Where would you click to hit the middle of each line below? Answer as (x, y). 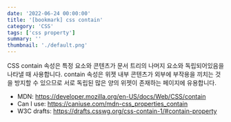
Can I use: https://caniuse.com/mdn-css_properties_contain (102, 104)
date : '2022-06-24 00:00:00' (49, 13)
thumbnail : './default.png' (48, 45)
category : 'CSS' (30, 26)
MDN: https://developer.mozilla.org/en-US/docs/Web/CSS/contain (111, 96)
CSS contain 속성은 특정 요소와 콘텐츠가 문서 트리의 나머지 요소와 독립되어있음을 (115, 65)
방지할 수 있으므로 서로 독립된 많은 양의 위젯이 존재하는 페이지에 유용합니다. (115, 83)
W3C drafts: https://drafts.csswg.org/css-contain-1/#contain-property (117, 111)
